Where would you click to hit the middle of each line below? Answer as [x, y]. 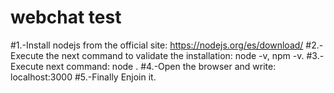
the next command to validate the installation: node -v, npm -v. [175, 55]
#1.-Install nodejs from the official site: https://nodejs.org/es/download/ [157, 45]
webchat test [66, 17]
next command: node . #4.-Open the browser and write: [161, 66]
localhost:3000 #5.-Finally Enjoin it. [83, 77]
